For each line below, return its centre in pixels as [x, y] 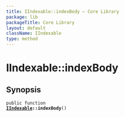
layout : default [26, 28]
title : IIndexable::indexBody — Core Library [62, 11]
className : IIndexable [34, 34]
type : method [22, 39]
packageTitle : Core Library [40, 22]
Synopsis [23, 90]
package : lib [22, 17]
